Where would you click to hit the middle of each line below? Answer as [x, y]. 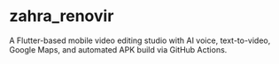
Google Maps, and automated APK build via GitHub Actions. [118, 49]
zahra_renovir [62, 16]
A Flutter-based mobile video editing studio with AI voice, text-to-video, [140, 40]
